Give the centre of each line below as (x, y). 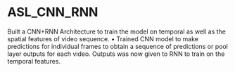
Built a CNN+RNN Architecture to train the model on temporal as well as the (117, 31)
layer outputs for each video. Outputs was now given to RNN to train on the (116, 54)
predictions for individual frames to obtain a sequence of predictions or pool (118, 46)
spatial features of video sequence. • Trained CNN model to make (103, 38)
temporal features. (34, 61)
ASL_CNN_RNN (53, 12)
